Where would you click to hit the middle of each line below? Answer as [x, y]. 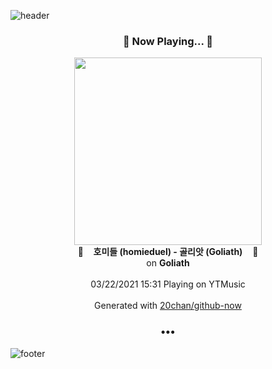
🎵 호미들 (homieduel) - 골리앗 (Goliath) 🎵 [168, 252]
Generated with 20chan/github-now [168, 306]
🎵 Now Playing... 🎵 [168, 41]
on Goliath [168, 263]
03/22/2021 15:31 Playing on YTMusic [168, 284]
